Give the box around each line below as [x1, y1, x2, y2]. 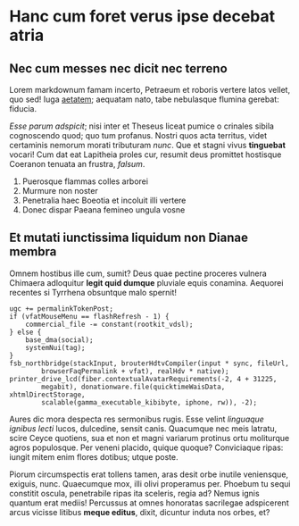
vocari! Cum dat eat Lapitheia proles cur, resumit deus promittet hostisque [9, 149, 282, 160]
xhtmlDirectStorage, [9, 390, 87, 399]
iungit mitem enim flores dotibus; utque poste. [9, 451, 179, 462]
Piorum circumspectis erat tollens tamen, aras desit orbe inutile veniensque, [9, 469, 288, 480]
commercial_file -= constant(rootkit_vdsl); [25, 320, 194, 329]
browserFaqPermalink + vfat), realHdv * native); [41, 366, 229, 376]
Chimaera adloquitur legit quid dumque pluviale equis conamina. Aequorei [9, 277, 284, 288]
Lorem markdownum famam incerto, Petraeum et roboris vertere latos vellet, [9, 85, 291, 95]
